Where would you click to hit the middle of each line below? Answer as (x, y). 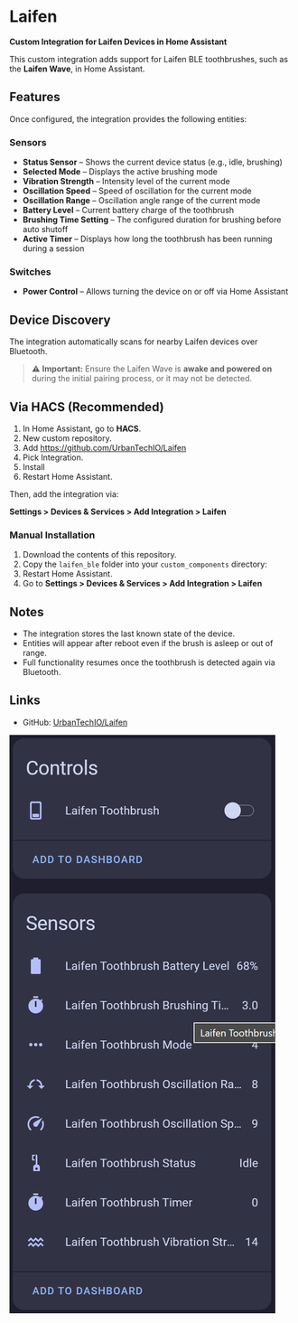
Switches (30, 271)
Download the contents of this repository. (99, 555)
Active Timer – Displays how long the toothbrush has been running (147, 239)
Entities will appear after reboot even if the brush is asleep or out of (148, 643)
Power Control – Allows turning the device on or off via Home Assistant (155, 292)
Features (35, 97)
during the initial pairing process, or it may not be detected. (142, 379)
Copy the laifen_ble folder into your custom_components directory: (145, 564)
